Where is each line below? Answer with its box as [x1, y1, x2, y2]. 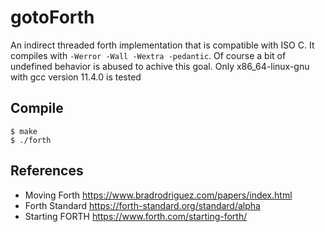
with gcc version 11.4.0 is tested [10, 71, 142, 83]
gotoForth [10, 6, 95, 29]
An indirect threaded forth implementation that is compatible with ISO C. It [10, 39, 315, 51]
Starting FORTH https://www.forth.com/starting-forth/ [24, 210, 248, 222]
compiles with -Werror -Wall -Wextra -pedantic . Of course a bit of [10, 49, 287, 61]
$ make [10, 126, 38, 136]
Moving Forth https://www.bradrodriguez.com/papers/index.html [24, 189, 293, 201]
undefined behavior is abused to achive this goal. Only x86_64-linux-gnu [10, 60, 310, 72]
